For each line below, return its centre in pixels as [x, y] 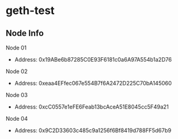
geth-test [30, 11]
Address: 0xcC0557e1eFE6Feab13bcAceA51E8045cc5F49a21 [91, 107]
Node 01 [16, 48]
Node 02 [17, 71]
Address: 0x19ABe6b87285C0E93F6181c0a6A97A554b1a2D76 [93, 59]
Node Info [25, 33]
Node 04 [17, 119]
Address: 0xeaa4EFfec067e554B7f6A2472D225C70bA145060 [93, 83]
